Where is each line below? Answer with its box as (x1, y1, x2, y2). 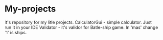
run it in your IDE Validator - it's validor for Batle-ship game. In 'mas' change (4, 24, 158, 30)
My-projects (4, 3, 56, 14)
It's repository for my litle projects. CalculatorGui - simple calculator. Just (4, 19, 152, 25)
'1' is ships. (4, 29, 27, 35)
